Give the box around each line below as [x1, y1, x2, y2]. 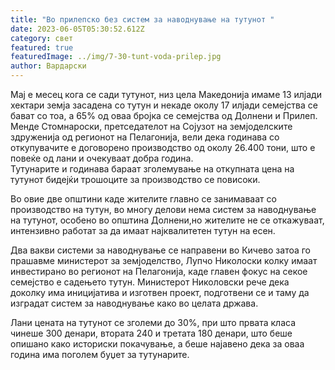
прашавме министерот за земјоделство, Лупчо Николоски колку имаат [10, 255, 318, 266]
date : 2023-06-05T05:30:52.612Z [10, 24, 145, 34]
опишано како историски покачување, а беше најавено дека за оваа [10, 338, 305, 350]
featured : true [10, 42, 74, 53]
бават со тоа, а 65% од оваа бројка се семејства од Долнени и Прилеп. [10, 110, 318, 121]
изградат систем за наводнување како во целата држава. [10, 297, 259, 309]
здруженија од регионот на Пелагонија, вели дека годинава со [10, 131, 280, 143]
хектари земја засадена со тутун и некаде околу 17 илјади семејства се [10, 99, 318, 111]
